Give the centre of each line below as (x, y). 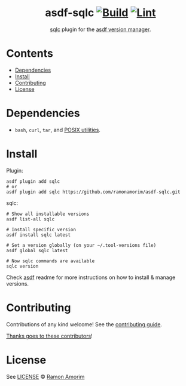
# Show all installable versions (48, 214)
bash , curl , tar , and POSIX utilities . (57, 130)
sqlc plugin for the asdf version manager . (100, 29)
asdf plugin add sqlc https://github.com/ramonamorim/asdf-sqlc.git (93, 192)
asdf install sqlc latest (38, 235)
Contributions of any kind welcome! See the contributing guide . (84, 324)
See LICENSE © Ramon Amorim (45, 376)
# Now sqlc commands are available (51, 261)
